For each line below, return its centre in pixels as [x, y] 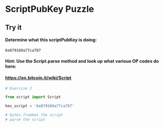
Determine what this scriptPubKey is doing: [51, 40]
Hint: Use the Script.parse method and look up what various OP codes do [82, 61]
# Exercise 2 [19, 88]
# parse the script [25, 120]
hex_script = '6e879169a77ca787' [40, 106]
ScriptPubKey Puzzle [50, 9]
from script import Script [33, 97]
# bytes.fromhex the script [34, 115]
